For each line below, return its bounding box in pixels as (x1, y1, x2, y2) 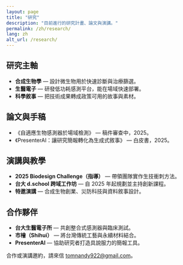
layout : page (6, 8, 39, 15)
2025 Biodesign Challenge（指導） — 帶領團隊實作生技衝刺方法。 (14, 172, 181, 180)
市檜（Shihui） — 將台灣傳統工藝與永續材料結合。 (14, 232, 140, 239)
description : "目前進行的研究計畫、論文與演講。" (6, 20, 118, 26)
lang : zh (6, 31, 28, 37)
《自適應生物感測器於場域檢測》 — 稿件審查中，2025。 (14, 129, 152, 136)
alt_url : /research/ (6, 37, 58, 43)
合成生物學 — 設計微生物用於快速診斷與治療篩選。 (14, 78, 139, 85)
